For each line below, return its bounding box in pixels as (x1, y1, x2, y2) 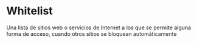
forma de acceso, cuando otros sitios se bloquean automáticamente (6, 30, 178, 37)
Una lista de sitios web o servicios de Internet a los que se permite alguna (6, 24, 192, 31)
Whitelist (6, 4, 53, 18)
